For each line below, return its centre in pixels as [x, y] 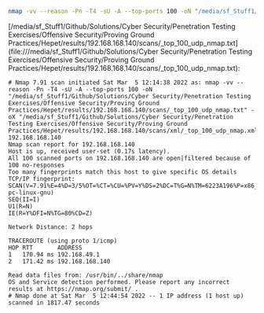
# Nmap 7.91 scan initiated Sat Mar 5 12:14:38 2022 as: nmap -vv [121, 83]
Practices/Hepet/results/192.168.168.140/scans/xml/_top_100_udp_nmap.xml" [135, 131]
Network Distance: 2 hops [50, 227]
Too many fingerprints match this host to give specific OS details [123, 172]
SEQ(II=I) [24, 199]
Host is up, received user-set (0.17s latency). [89, 151]
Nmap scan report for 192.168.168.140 [71, 144]
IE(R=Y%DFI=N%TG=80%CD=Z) [50, 213]
